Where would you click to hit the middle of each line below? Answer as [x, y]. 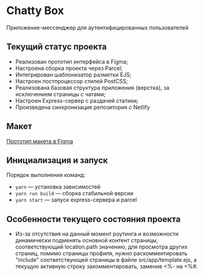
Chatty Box [35, 11]
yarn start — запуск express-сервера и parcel [76, 200]
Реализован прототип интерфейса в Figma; [72, 61]
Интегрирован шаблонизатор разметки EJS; [73, 75]
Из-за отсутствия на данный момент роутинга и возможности [97, 234]
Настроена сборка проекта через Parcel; [69, 68]
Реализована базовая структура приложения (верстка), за [92, 88]
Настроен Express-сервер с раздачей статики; [77, 100]
